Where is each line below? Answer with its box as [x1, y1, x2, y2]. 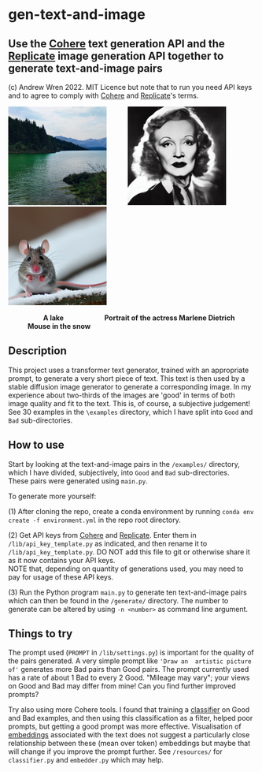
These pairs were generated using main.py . [8, 476, 148, 486]
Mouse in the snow [27, 322, 91, 330]
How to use [8, 438, 65, 452]
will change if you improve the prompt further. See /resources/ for [8, 747, 223, 756]
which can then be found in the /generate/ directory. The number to [8, 595, 229, 605]
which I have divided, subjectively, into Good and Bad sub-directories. [8, 468, 230, 477]
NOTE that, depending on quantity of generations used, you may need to [8, 564, 244, 573]
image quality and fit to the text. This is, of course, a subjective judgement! [8, 398, 250, 408]
